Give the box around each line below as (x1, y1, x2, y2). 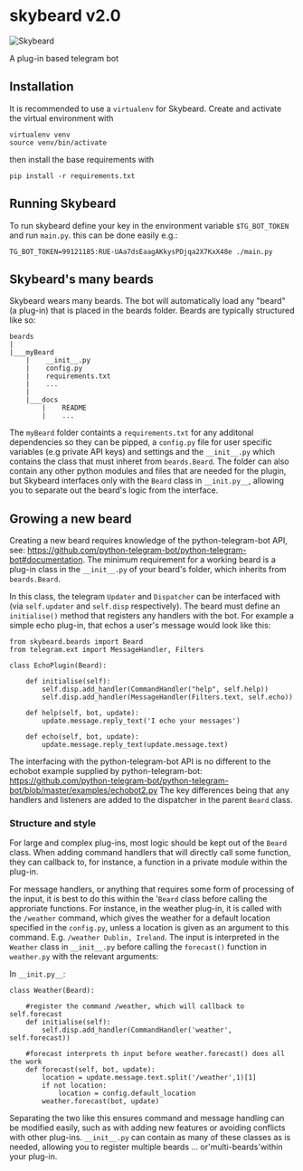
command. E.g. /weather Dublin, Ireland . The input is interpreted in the (9, 932, 279, 943)
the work (9, 1057, 43, 1067)
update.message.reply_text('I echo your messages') (42, 716, 241, 726)
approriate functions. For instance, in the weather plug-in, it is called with (9, 903, 282, 914)
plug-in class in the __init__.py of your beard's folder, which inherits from (9, 564, 287, 575)
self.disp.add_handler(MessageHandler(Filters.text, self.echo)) (42, 693, 294, 702)
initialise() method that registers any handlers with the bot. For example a (9, 610, 294, 621)
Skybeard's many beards (9, 271, 154, 287)
